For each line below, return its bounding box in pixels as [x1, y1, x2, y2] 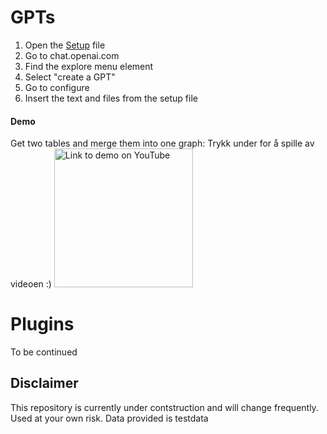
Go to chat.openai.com [24, 49, 120, 61]
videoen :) [10, 278, 52, 290]
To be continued [10, 346, 78, 358]
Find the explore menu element [24, 60, 154, 72]
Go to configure [24, 81, 90, 93]
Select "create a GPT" [24, 71, 116, 83]
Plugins [10, 313, 75, 336]
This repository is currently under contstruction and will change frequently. [10, 401, 319, 413]
